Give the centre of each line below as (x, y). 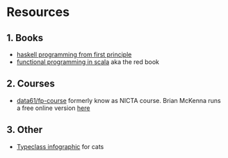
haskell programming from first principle (74, 54)
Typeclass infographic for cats (60, 146)
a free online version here (53, 108)
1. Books (25, 38)
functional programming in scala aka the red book (88, 62)
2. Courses (31, 84)
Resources (38, 12)
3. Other (25, 130)
